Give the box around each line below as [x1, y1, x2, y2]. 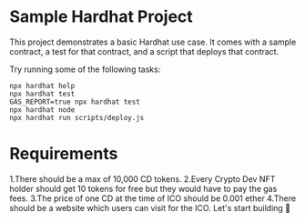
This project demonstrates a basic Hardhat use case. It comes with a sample [9, 36, 297, 47]
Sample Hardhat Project [9, 6, 193, 27]
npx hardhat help [9, 81, 76, 90]
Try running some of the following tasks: [9, 64, 161, 75]
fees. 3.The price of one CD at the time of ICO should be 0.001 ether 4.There [9, 193, 297, 204]
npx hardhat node [9, 105, 76, 115]
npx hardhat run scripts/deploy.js [9, 113, 145, 122]
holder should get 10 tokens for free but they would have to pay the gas [9, 183, 278, 194]
